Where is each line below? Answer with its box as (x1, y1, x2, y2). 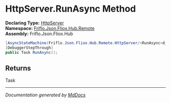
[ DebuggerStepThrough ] (5, 45, 53, 50)
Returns (5, 64, 32, 73)
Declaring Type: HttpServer (5, 20, 64, 26)
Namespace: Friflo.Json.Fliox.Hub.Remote (5, 25, 95, 31)
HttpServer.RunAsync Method (5, 3, 136, 15)
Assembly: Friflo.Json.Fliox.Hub (5, 30, 73, 37)
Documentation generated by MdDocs (5, 92, 85, 98)
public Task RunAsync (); (5, 50, 58, 55)
